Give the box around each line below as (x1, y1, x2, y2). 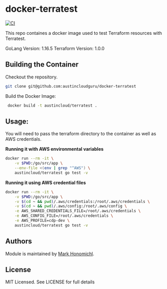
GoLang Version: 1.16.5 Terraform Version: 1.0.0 (5, 45, 105, 51)
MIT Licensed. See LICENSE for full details (5, 279, 95, 285)
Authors (5, 237, 32, 246)
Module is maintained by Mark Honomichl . (5, 251, 95, 257)
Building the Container (5, 60, 79, 69)
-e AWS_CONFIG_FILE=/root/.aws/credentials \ (14, 213, 114, 218)
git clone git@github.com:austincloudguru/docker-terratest (5, 84, 137, 89)
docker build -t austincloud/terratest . (7, 103, 97, 108)
